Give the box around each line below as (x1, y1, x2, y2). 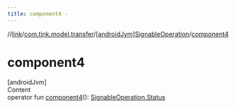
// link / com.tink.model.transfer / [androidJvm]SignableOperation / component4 (7, 30, 229, 38)
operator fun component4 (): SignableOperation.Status (7, 92, 166, 101)
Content (7, 85, 31, 94)
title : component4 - (7, 10, 69, 18)
